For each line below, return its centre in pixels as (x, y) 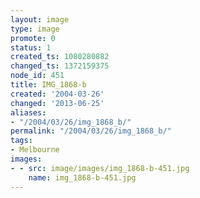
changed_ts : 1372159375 (60, 66)
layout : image (40, 19)
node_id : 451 (37, 76)
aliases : (28, 112)
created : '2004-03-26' (57, 94)
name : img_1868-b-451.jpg (82, 177)
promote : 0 (33, 38)
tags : (21, 141)
